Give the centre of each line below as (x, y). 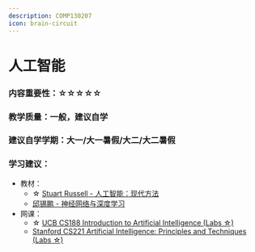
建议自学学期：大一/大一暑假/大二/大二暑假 (92, 141)
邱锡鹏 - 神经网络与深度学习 (79, 204)
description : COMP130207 (50, 16)
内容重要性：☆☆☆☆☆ (55, 93)
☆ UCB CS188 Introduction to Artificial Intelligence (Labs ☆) (133, 222)
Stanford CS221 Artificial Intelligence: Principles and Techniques (139, 231)
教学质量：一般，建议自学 (58, 116)
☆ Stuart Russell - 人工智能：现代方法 (96, 193)
